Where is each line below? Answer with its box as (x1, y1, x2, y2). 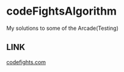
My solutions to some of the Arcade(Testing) (6, 24, 119, 32)
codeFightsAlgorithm (6, 4, 117, 18)
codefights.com (6, 58, 46, 65)
